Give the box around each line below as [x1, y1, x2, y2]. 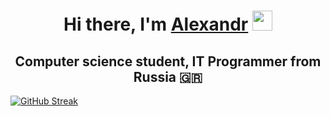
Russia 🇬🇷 [133, 68, 203, 85]
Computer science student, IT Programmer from [14, 53, 322, 70]
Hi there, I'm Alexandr [63, 13, 249, 36]
